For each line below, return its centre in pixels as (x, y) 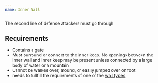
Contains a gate (28, 50)
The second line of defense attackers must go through (59, 23)
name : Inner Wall (23, 9)
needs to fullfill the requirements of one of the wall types (69, 76)
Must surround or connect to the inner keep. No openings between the (83, 55)
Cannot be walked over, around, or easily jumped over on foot (74, 70)
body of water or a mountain (40, 65)
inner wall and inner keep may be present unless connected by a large (82, 60)
